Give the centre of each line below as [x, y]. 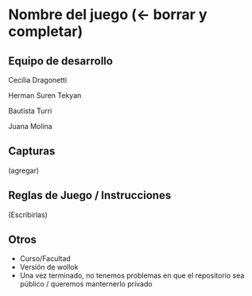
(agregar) [24, 170]
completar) [46, 31]
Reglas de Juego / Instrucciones [90, 195]
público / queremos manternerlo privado [86, 284]
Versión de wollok [49, 267]
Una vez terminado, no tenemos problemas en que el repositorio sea [132, 275]
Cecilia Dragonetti [38, 80]
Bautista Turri [30, 111]
